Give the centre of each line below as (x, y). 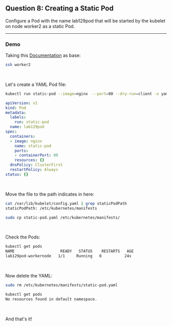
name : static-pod (33, 146)
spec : (11, 132)
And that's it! (19, 319)
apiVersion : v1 (21, 103)
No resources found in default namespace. (51, 299)
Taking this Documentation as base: (43, 55)
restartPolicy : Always (34, 170)
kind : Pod (16, 108)
